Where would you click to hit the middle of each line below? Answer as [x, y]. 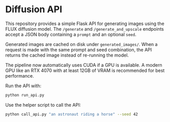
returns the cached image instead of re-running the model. [67, 55]
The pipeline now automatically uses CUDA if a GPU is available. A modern [84, 65]
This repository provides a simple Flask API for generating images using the [85, 23]
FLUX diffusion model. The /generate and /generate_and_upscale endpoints [85, 29]
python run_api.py [25, 95]
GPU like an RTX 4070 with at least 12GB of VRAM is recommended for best [85, 70]
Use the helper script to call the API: [43, 105]
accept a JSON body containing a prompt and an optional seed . [71, 34]
